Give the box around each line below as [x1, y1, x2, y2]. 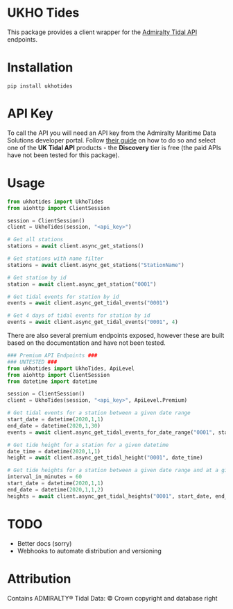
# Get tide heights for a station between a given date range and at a [7, 467, 218, 474]
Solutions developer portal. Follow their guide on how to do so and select [7, 136, 216, 144]
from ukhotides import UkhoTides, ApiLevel [7, 365, 135, 372]
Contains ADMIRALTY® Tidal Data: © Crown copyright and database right [7, 594, 218, 602]
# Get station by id [7, 274, 67, 281]
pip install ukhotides [7, 82, 73, 90]
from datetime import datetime [7, 377, 98, 385]
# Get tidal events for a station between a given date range [7, 409, 191, 416]
